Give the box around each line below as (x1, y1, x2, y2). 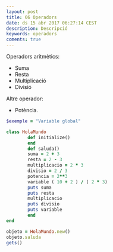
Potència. (14, 107, 39, 113)
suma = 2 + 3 (27, 151, 60, 157)
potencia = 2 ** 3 (27, 173, 68, 179)
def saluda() (27, 146, 60, 152)
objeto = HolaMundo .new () (6, 228, 70, 235)
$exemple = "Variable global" (6, 118, 81, 124)
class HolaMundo (6, 129, 46, 135)
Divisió (14, 84, 32, 90)
